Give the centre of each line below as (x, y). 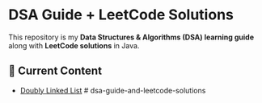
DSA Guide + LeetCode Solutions (121, 15)
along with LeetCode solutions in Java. (74, 45)
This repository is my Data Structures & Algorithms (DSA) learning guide (131, 37)
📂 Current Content (55, 71)
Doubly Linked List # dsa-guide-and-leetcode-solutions (113, 90)
